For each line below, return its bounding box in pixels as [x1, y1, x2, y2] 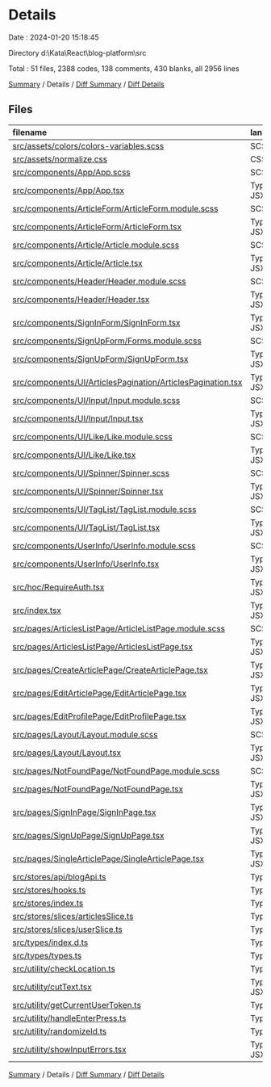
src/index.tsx [12, 604, 62, 615]
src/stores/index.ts [12, 897, 84, 909]
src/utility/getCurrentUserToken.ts [12, 999, 141, 1010]
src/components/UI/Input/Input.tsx [12, 413, 144, 424]
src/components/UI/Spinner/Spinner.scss [12, 467, 170, 478]
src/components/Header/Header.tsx [12, 293, 150, 304]
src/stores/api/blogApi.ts [12, 871, 106, 882]
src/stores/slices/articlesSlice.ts [12, 910, 134, 921]
